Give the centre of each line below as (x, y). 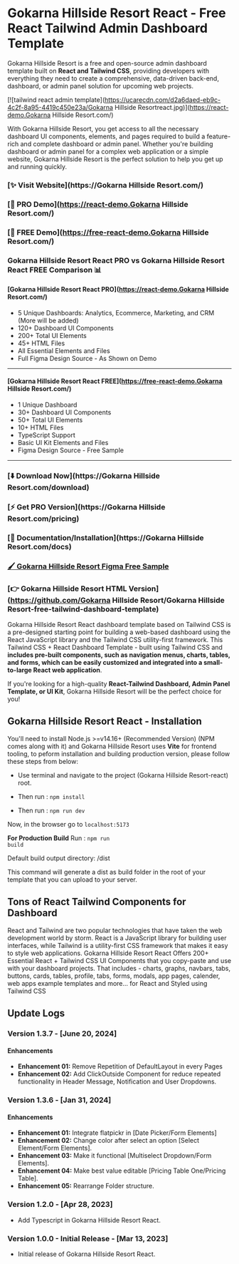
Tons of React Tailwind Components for (97, 902)
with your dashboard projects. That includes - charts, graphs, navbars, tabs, (119, 968)
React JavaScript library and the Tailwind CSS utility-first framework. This (115, 640)
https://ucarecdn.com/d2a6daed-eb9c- (163, 100)
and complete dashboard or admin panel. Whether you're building (117, 143)
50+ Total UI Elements (50, 420)
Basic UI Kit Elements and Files (63, 443)
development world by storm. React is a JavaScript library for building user (117, 938)
